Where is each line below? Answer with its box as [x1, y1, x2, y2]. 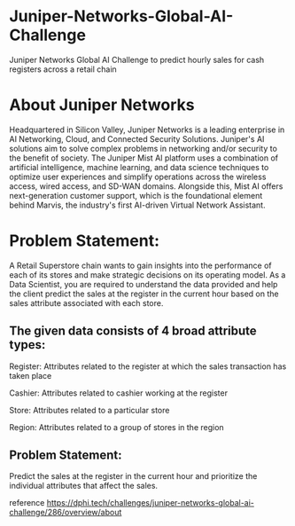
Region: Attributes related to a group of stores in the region [9, 421, 224, 432]
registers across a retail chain [9, 64, 117, 75]
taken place [9, 370, 52, 381]
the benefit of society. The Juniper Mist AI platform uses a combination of [9, 153, 279, 163]
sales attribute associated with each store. [9, 297, 164, 308]
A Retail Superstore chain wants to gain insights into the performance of [9, 260, 272, 271]
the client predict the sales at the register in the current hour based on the [9, 288, 279, 299]
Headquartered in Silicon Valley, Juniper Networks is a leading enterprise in [9, 124, 285, 135]
